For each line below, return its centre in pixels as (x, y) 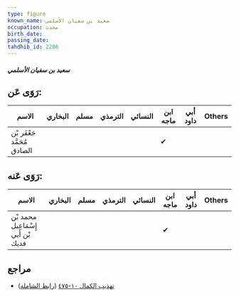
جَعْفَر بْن (23, 133)
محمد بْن (24, 217)
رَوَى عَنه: (25, 176)
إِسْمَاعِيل (24, 226)
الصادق (22, 151)
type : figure (27, 14)
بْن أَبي (21, 234)
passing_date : (28, 40)
